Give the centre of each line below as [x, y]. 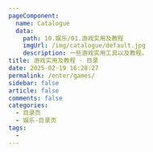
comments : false [35, 98]
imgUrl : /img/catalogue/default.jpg [85, 46]
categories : [28, 105]
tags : [17, 128]
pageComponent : [34, 16]
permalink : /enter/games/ [52, 76]
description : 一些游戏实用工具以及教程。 [85, 53]
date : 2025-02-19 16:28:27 [54, 68]
